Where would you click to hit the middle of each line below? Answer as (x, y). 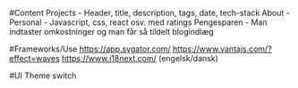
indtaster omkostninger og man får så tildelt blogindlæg (112, 32)
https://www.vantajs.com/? (223, 49)
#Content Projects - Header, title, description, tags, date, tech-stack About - (150, 13)
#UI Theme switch (43, 76)
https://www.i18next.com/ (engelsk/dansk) (140, 58)
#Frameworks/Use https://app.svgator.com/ (90, 49)
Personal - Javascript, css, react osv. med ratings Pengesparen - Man (138, 22)
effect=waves (34, 58)
